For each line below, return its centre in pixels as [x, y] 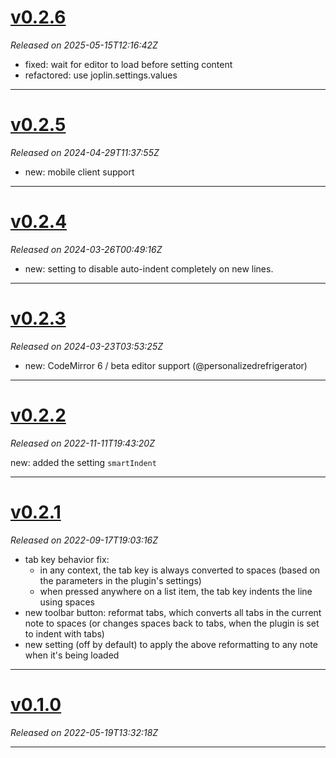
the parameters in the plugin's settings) [120, 580]
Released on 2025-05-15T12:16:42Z [84, 45]
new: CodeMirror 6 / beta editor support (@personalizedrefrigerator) [166, 365]
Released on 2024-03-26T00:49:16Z [86, 249]
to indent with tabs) [64, 633]
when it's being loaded [72, 655]
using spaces [67, 602]
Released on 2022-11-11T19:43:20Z [82, 443]
